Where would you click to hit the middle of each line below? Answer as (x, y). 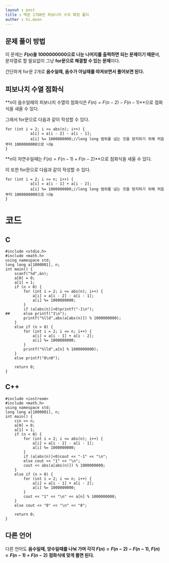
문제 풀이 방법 (25, 41)
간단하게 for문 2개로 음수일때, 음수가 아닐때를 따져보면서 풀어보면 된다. (75, 72)
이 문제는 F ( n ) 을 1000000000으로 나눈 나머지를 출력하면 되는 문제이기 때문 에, (83, 54)
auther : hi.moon (24, 19)
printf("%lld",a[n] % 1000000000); (61, 349)
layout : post (20, 10)
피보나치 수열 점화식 (35, 89)
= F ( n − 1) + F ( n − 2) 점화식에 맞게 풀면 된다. (50, 555)
